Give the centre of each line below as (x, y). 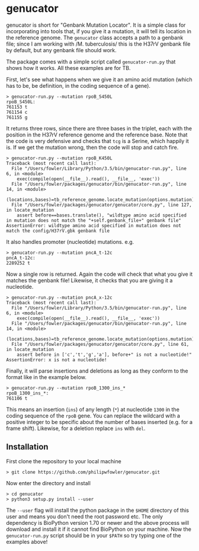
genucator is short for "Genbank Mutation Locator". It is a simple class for (96, 25)
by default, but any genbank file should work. (61, 50)
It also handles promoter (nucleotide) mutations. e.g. (70, 241)
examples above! (27, 542)
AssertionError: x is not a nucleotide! (57, 360)
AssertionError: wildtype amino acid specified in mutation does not (94, 225)
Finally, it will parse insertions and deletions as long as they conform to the (97, 371)
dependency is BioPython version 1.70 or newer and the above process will (98, 523)
